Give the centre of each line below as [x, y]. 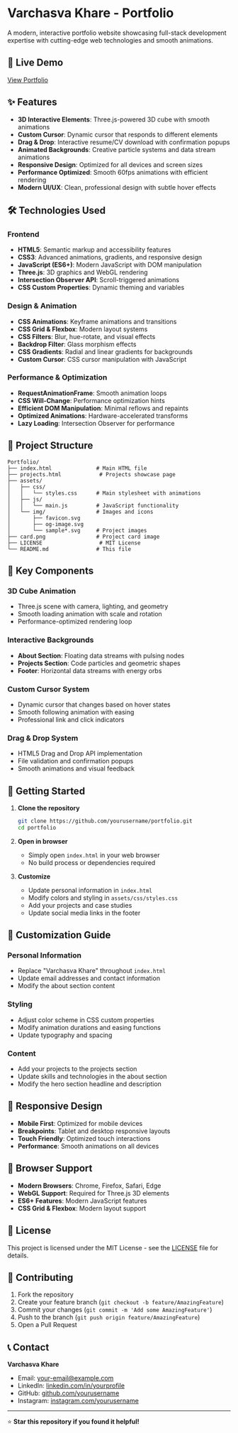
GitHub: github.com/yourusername [68, 1393]
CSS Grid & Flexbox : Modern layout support [82, 1208]
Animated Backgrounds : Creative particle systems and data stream [117, 149]
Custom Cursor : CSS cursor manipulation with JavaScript [102, 359]
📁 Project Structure [50, 446]
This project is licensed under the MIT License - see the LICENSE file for [113, 1247]
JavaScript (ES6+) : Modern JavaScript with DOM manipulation [109, 265]
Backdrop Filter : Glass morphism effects [77, 344]
